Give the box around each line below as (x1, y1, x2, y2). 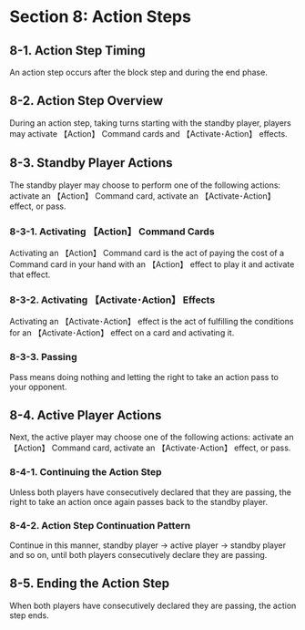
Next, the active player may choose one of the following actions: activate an (9, 431, 294, 443)
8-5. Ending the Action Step (9, 576, 170, 592)
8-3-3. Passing (9, 351, 77, 364)
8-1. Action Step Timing (9, 43, 146, 58)
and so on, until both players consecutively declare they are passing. (9, 549, 268, 560)
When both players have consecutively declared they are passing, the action (9, 600, 297, 611)
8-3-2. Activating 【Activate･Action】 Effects (9, 294, 216, 306)
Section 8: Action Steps (9, 6, 191, 27)
